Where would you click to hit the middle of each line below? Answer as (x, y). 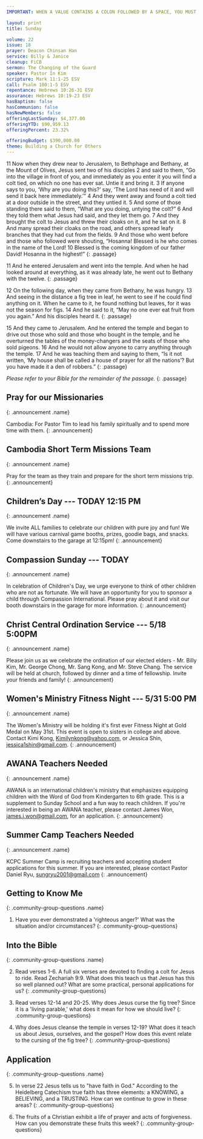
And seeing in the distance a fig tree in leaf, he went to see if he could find (99, 297)
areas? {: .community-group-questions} (65, 1105)
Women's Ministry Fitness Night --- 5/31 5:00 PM (101, 699)
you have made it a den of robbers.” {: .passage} (67, 367)
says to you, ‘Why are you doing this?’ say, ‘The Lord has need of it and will (100, 189)
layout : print (24, 23)
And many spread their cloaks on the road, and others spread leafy (90, 228)
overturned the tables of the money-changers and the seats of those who (98, 341)
